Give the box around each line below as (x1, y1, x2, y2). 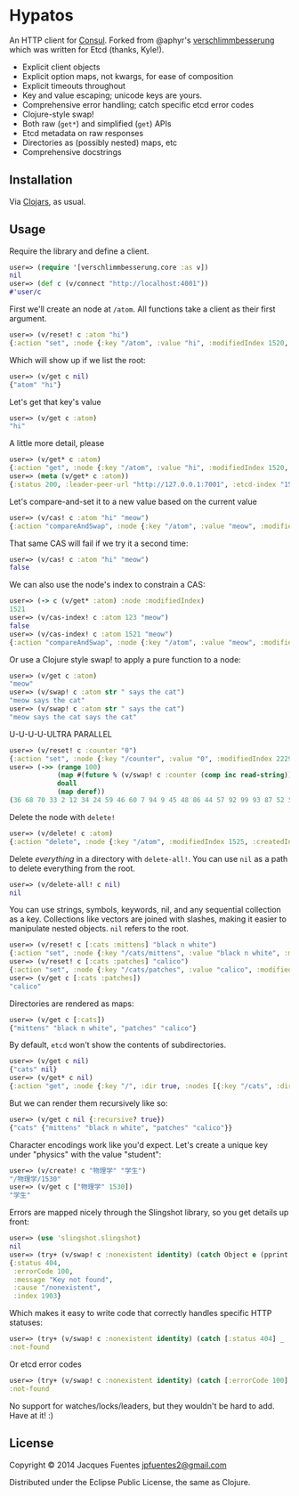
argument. (9, 313, 47, 324)
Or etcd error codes (9, 1359, 82, 1370)
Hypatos (9, 5, 74, 26)
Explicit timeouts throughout (21, 80, 126, 91)
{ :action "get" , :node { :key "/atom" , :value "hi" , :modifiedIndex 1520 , (9, 464, 289, 473)
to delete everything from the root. (9, 863, 136, 874)
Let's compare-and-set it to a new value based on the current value (9, 496, 258, 507)
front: (9, 1216, 29, 1227)
